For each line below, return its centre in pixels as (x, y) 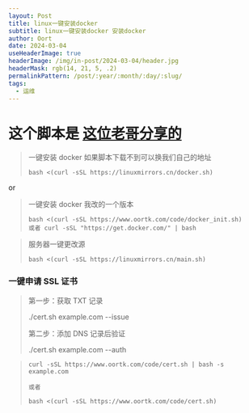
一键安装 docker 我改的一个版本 (81, 204)
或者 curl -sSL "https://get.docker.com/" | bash (112, 228)
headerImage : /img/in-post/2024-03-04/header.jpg (94, 61)
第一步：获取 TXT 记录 (65, 301)
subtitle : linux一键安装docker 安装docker (77, 31)
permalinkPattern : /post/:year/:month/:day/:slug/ (95, 76)
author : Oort (30, 38)
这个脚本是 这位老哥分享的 (95, 133)
